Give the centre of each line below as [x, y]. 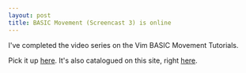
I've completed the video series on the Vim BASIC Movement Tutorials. [123, 45]
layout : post [30, 15]
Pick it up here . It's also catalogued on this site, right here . [103, 60]
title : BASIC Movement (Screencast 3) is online [90, 23]
